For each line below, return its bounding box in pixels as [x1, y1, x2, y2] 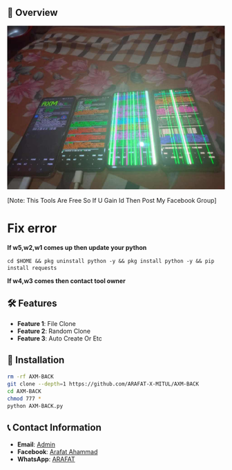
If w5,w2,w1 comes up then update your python [7, 243, 147, 251]
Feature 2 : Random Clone [17, 327, 91, 335]
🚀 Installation [7, 354, 65, 365]
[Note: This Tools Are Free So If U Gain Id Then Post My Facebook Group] [7, 196, 217, 204]
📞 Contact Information [7, 422, 101, 433]
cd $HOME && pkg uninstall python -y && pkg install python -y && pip [7, 257, 215, 264]
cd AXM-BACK [7, 388, 41, 395]
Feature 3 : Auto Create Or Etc [17, 334, 102, 343]
